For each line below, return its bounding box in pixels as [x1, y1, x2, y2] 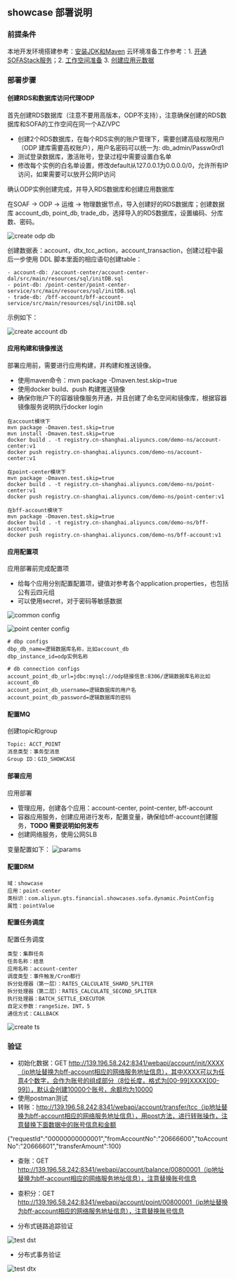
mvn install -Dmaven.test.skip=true [7, 431, 114, 438]
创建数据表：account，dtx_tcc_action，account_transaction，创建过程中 [7, 246, 218, 254]
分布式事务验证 [17, 1250, 61, 1259]
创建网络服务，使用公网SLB [17, 830, 97, 839]
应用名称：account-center [7, 965, 78, 972]
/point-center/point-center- [44, 281, 131, 288]
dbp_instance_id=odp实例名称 [7, 653, 88, 660]
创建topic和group [7, 727, 58, 735]
